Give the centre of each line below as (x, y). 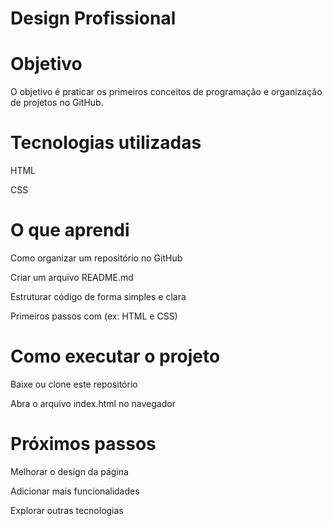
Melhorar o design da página (69, 471)
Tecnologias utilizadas (106, 143)
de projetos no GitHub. (57, 103)
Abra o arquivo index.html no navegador (93, 403)
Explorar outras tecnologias (67, 510)
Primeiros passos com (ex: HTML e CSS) (94, 316)
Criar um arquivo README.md (72, 277)
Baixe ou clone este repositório (74, 384)
